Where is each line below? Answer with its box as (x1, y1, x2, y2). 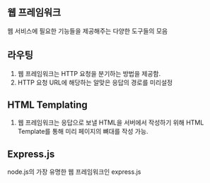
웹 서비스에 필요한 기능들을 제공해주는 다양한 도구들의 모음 (7, 27, 168, 35)
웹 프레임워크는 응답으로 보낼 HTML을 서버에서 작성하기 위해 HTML (17, 118, 204, 127)
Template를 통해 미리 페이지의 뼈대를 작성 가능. (17, 127, 148, 136)
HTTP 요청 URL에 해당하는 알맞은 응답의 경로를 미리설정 (17, 78, 173, 87)
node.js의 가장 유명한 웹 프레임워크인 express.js (7, 168, 141, 176)
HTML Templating (7, 99, 88, 111)
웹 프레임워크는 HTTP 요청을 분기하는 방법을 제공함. (17, 69, 161, 77)
